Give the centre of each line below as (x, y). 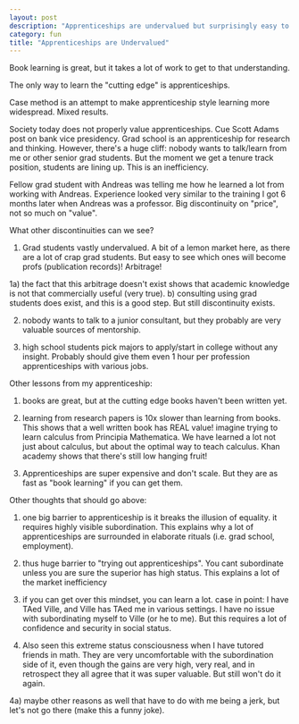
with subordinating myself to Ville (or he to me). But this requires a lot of (154, 619)
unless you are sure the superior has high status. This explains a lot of (151, 573)
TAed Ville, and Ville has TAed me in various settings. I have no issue (148, 610)
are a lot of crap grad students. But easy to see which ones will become (154, 257)
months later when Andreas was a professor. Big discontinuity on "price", (144, 204)
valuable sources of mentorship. (81, 330)
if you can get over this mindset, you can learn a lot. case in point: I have (155, 600)
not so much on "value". (54, 213)
